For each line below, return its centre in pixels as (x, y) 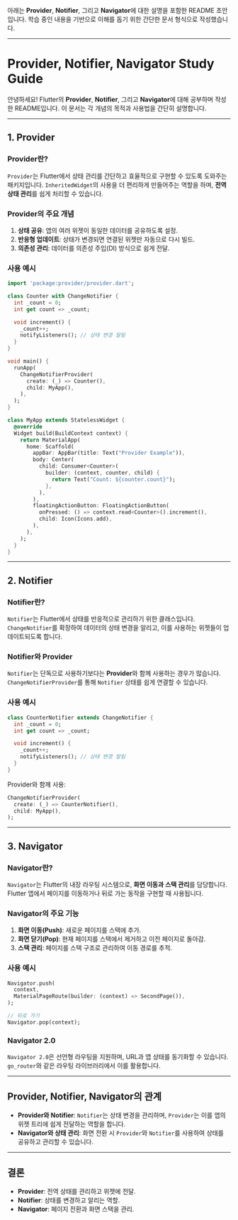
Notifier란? (26, 602)
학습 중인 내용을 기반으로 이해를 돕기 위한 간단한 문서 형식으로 (113, 19)
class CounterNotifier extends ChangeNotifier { (80, 718)
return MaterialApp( (50, 440)
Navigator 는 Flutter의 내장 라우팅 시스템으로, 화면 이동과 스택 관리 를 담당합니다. (118, 884)
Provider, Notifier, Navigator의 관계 (84, 1097)
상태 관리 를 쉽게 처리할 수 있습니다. (56, 193)
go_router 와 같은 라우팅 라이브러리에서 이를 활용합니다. (84, 1066)
